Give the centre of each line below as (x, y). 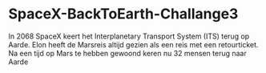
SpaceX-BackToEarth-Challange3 (123, 14)
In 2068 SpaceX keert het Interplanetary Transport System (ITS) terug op (129, 36)
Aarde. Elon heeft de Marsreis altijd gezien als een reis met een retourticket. (133, 44)
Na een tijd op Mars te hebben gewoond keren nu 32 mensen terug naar (127, 53)
